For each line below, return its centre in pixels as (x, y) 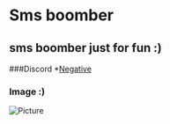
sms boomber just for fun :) (85, 48)
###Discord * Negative (51, 69)
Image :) (27, 91)
